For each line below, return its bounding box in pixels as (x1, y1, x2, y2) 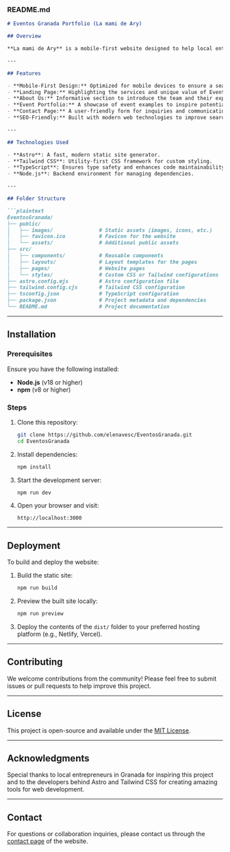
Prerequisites (7, 349, 53, 359)
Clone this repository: (16, 418, 78, 426)
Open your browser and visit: (16, 501, 99, 510)
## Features (7, 70, 41, 77)
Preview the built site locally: (16, 597, 98, 605)
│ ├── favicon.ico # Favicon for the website (7, 233, 176, 240)
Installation (7, 329, 56, 340)
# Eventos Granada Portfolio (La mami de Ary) (7, 21, 142, 27)
